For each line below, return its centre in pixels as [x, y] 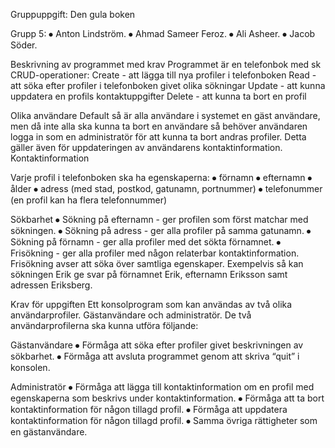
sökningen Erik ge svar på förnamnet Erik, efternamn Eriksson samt [149, 274]
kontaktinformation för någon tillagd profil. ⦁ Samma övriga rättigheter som [164, 420]
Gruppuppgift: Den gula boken [73, 14]
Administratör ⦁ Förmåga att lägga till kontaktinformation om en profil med [162, 387]
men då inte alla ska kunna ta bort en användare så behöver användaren [159, 126]
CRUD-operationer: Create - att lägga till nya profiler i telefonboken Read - [163, 75]
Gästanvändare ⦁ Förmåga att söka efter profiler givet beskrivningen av [157, 345]
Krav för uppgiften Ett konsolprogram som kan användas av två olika [151, 304]
